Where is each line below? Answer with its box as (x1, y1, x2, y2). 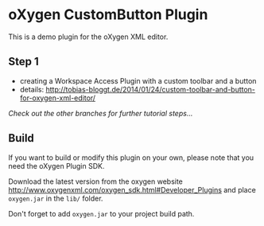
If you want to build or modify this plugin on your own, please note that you (8, 153, 254, 162)
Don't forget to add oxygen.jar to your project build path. (8, 208, 195, 218)
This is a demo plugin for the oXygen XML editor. (8, 32, 169, 41)
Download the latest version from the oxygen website (8, 177, 183, 186)
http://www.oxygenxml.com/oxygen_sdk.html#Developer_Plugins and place (8, 185, 256, 194)
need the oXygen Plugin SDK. (8, 161, 105, 170)
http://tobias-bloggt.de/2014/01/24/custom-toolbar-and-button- (45, 84, 256, 94)
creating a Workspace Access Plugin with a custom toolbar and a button (19, 76, 257, 85)
